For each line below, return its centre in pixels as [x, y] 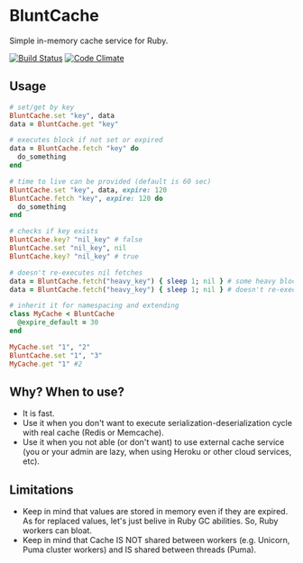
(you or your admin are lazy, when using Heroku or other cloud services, [157, 452]
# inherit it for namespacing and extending [94, 306]
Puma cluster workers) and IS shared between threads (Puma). [139, 549]
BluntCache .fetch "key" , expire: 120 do [87, 198]
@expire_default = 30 [58, 322]
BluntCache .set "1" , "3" [56, 355]
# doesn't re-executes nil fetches [76, 272]
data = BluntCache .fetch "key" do [74, 149]
